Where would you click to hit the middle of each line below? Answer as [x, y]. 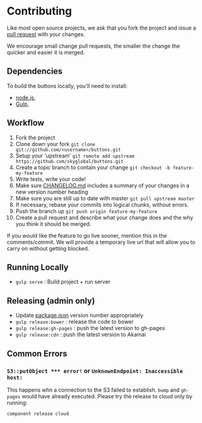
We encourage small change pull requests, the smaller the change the [93, 46]
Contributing [39, 11]
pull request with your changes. [46, 34]
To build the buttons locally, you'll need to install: [67, 86]
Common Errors [37, 353]
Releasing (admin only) [51, 301]
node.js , [26, 97]
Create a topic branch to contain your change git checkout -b [93, 167]
